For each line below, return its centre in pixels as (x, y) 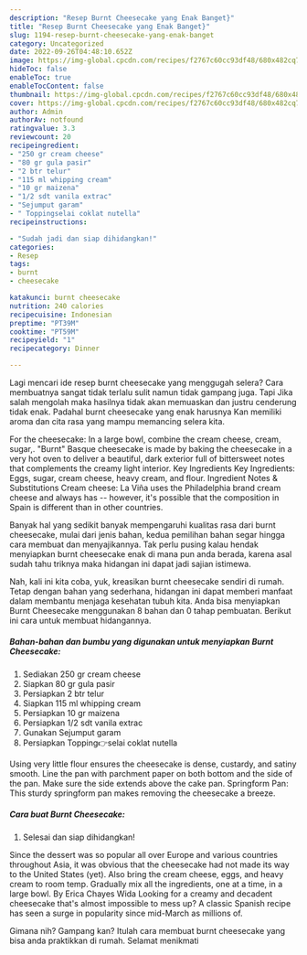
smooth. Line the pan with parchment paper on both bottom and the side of (151, 773)
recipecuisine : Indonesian (61, 315)
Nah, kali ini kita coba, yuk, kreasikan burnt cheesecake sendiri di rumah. (147, 581)
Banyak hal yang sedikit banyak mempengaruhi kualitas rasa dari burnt (143, 525)
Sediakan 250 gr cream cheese (82, 674)
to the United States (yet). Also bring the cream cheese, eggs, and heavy (147, 874)
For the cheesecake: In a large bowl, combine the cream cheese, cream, (145, 439)
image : (22, 60)
